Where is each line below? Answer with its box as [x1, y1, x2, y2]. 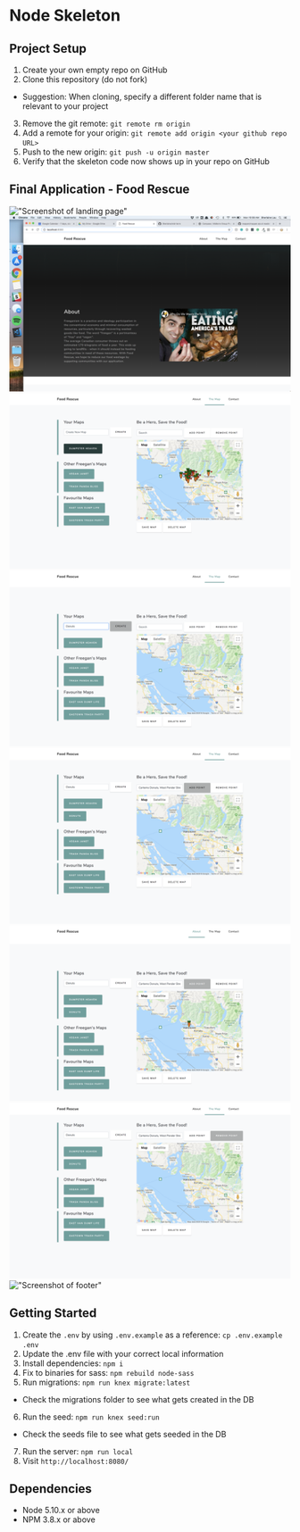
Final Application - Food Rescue [9, 182, 190, 197]
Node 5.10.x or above [21, 1505, 100, 1516]
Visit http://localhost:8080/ [21, 1455, 129, 1466]
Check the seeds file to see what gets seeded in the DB [21, 1428, 227, 1439]
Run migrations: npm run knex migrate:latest [21, 1377, 190, 1387]
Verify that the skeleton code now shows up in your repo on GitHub [21, 156, 271, 166]
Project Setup [9, 41, 87, 56]
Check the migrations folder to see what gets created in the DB [21, 1394, 254, 1404]
